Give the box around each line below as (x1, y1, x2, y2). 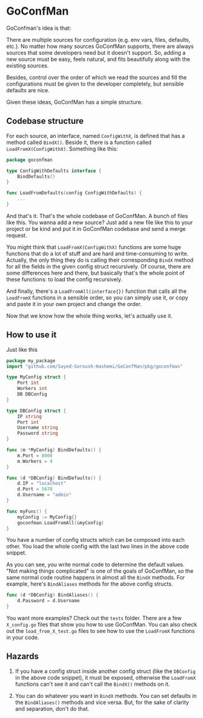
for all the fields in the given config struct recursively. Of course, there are (6, 262, 191, 270)
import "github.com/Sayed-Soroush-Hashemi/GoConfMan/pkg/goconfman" (6, 363, 183, 369)
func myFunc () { (6, 508, 47, 515)
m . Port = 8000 (17, 453, 53, 459)
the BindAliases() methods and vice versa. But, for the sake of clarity (15, 699, 189, 706)
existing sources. (6, 62, 49, 69)
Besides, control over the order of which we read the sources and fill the (6, 74, 187, 81)
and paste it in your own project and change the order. (6, 300, 142, 307)
